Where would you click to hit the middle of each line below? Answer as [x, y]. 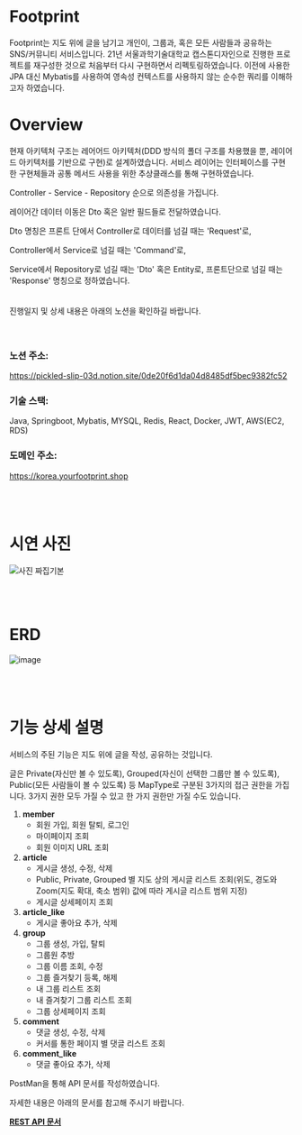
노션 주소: [29, 355]
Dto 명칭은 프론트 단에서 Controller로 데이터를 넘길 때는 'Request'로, [130, 231]
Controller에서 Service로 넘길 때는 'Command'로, [98, 250]
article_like [44, 911]
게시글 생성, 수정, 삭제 [74, 868]
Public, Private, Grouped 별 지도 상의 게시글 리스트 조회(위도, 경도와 [156, 879]
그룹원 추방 [55, 955]
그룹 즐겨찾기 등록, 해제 [77, 977]
